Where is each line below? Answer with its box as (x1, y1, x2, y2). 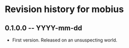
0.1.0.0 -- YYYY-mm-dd (5, 24, 83, 32)
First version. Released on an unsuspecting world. (12, 37, 118, 43)
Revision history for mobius (5, 4, 124, 15)
